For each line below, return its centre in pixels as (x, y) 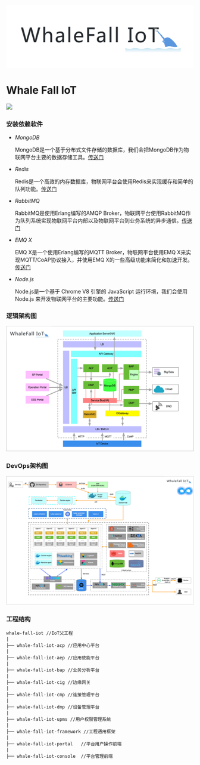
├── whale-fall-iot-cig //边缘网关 (49, 682)
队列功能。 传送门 (36, 189)
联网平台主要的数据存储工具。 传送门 (59, 158)
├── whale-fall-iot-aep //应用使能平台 (53, 658)
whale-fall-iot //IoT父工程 (40, 633)
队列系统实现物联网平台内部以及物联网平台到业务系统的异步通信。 (101, 221)
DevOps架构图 (27, 466)
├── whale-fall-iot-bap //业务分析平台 (53, 670)
